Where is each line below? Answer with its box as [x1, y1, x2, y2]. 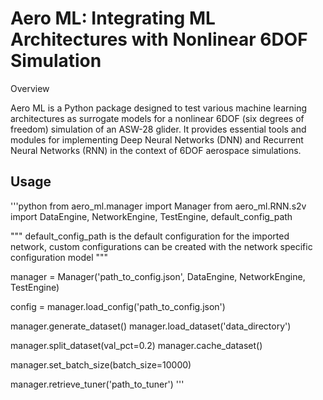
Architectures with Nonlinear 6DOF [10, 28, 308, 51]
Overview [10, 82, 50, 94]
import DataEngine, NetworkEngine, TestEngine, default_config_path [10, 210, 293, 222]
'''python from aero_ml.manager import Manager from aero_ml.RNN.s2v [10, 200, 307, 212]
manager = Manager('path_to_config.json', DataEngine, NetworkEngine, [10, 270, 306, 282]
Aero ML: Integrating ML [10, 7, 216, 30]
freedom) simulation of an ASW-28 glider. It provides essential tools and [10, 123, 307, 135]
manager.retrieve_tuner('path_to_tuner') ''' [10, 378, 185, 390]
